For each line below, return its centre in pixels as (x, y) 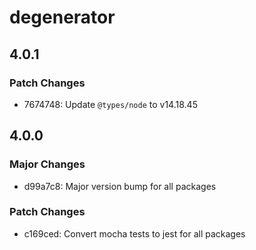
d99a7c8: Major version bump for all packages (120, 186)
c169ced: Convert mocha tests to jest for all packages (134, 233)
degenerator (62, 17)
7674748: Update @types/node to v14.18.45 (110, 104)
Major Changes (47, 164)
